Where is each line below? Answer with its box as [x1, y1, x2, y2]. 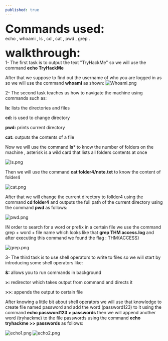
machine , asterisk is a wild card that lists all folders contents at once [5, 149, 147, 155]
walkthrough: [5, 45, 81, 60]
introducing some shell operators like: [5, 259, 83, 265]
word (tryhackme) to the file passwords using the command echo [5, 315, 141, 321]
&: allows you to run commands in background [5, 269, 101, 275]
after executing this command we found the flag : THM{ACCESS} [5, 235, 139, 241]
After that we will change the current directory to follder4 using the [5, 194, 143, 200]
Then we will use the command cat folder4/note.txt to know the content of [5, 168, 161, 175]
